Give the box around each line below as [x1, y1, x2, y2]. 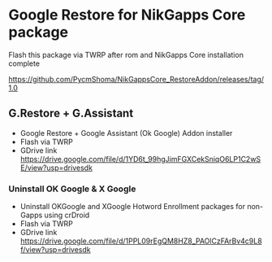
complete [8, 59, 41, 68]
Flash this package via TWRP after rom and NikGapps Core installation [8, 50, 244, 59]
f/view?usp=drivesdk [19, 245, 91, 255]
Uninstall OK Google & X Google [8, 183, 136, 194]
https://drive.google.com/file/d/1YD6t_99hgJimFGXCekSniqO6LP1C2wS [19, 154, 261, 164]
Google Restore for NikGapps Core [8, 6, 246, 24]
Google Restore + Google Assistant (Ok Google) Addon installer [19, 128, 233, 138]
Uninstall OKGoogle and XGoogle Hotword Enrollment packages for [19, 202, 246, 212]
